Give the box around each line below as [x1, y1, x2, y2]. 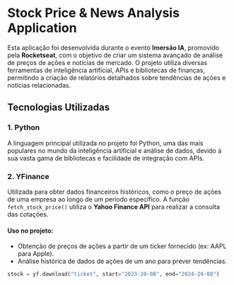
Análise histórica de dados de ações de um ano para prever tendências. [17, 257, 228, 266]
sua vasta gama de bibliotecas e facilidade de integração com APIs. [7, 153, 205, 162]
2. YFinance [7, 171, 49, 181]
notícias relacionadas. [7, 81, 71, 89]
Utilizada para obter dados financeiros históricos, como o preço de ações [7, 187, 221, 196]
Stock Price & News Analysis [7, 5, 180, 21]
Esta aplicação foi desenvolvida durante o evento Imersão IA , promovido [7, 43, 220, 52]
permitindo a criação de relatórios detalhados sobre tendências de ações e [7, 73, 226, 82]
